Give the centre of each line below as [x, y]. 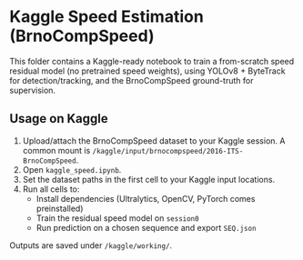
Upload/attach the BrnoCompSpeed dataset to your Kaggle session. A [154, 140]
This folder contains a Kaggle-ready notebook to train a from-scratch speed [152, 61]
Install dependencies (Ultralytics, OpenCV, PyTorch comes [146, 198]
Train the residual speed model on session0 [117, 218]
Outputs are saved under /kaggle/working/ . [91, 245]
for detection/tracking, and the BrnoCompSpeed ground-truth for [131, 80]
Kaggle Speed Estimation [107, 17]
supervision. [33, 90]
